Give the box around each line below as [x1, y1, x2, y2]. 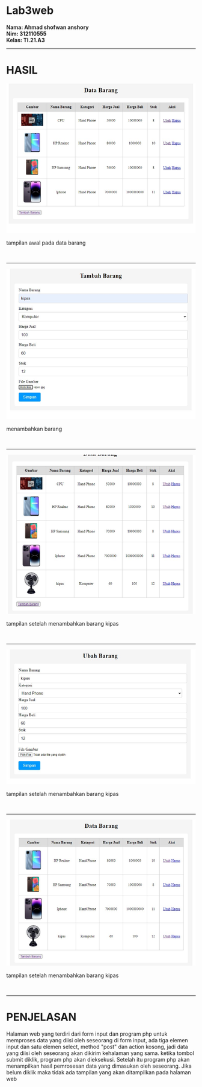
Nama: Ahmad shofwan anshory [6, 24, 89, 31]
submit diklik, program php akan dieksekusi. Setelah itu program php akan [6, 1056, 190, 1063]
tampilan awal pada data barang [6, 239, 86, 246]
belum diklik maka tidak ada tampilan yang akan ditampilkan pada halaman [6, 1068, 191, 1076]
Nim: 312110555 [6, 30, 47, 37]
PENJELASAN [6, 1010, 77, 1024]
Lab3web [6, 4, 54, 18]
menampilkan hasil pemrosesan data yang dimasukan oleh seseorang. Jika [6, 1062, 192, 1069]
